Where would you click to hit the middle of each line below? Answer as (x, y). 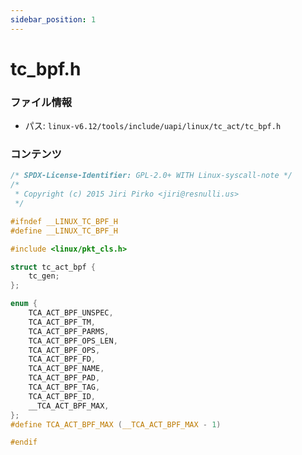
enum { (24, 304)
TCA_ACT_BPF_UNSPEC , (71, 313)
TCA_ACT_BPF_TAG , (64, 387)
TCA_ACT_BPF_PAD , (64, 378)
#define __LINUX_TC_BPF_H (64, 231)
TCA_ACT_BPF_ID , (62, 396)
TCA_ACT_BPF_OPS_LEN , (73, 341)
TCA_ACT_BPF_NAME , (66, 369)
